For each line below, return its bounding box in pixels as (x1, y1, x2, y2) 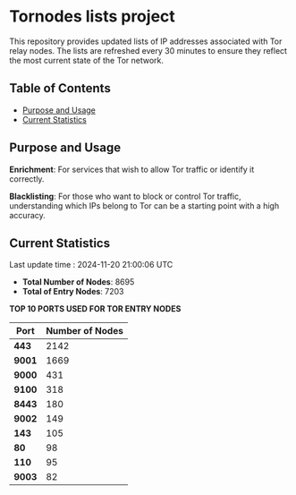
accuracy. (9, 209, 47, 220)
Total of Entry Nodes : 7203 (21, 286, 124, 297)
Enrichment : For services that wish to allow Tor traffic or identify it (9, 164, 255, 175)
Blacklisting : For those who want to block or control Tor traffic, (9, 191, 241, 201)
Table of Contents (9, 81, 112, 96)
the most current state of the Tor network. (9, 55, 164, 65)
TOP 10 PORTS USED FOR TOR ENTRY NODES (9, 303, 182, 314)
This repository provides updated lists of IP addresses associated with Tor (9, 36, 283, 47)
